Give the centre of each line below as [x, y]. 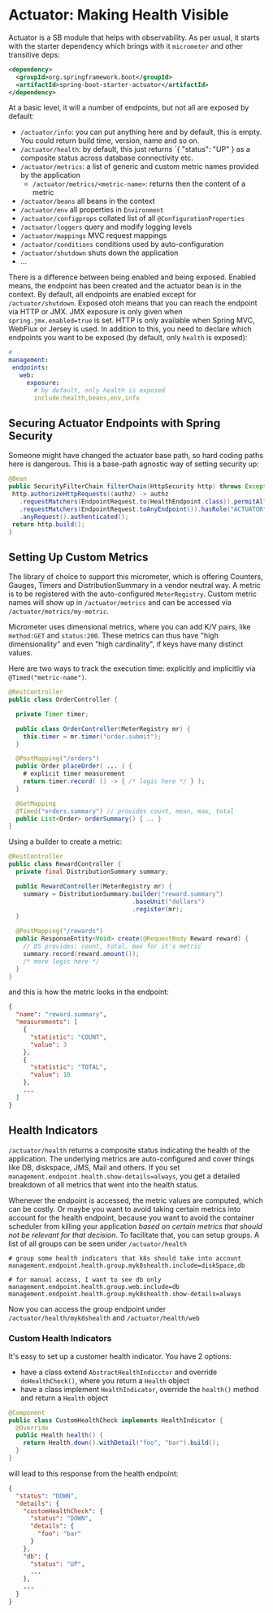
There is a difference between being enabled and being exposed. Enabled [132, 277]
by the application [50, 175]
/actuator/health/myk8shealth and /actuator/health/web [104, 1317]
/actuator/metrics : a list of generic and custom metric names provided [139, 166]
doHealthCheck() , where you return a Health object [104, 1380]
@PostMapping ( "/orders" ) [58, 759]
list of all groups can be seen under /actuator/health [97, 1243]
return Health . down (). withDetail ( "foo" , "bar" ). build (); [121, 1443]
